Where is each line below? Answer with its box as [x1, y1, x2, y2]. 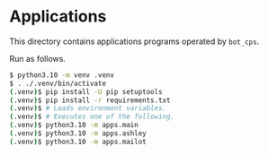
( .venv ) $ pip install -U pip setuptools [9, 87, 164, 96]
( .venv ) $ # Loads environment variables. [9, 104, 167, 113]
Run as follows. [9, 53, 66, 64]
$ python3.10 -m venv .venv [9, 70, 115, 80]
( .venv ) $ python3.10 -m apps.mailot [9, 137, 147, 146]
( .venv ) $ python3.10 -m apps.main [9, 121, 139, 130]
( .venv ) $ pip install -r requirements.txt [9, 96, 171, 105]
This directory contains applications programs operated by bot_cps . [9, 36, 260, 47]
